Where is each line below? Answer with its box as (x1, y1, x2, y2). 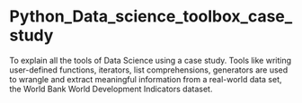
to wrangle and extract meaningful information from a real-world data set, (9, 73, 282, 84)
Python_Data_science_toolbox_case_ (9, 6, 293, 27)
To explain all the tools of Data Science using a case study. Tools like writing (9, 55, 292, 65)
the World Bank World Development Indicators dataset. (9, 83, 213, 94)
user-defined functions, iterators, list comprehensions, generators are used (9, 64, 289, 75)
